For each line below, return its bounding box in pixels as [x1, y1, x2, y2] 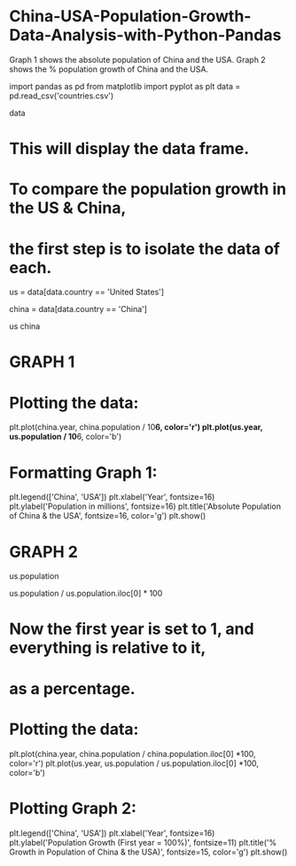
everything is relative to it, [9, 638, 206, 658]
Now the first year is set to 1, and [9, 619, 254, 639]
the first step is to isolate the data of [9, 238, 281, 259]
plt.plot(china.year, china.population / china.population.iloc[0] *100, [9, 748, 256, 759]
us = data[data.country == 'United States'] [9, 286, 165, 298]
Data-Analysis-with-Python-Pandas [9, 25, 282, 45]
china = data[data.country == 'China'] [9, 304, 148, 315]
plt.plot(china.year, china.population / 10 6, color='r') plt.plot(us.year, [9, 422, 263, 433]
